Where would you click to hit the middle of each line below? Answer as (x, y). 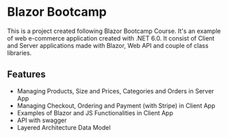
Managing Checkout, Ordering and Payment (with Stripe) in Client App (116, 105)
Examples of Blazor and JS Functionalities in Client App (95, 113)
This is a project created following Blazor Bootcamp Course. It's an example (114, 31)
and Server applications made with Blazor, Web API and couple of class (108, 45)
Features (26, 74)
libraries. (20, 53)
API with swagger (42, 120)
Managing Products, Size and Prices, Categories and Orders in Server (115, 91)
